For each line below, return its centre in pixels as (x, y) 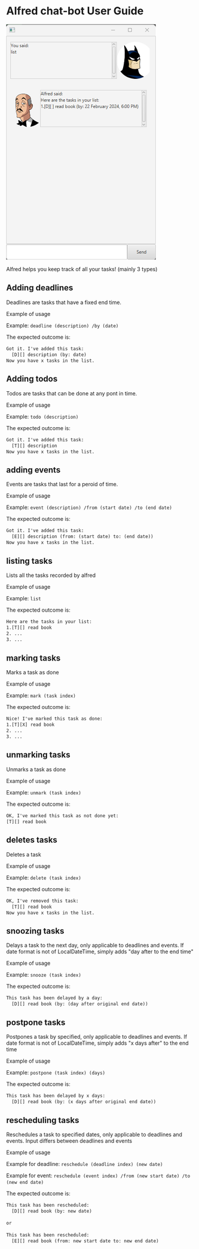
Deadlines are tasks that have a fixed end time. (64, 302)
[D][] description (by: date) (49, 355)
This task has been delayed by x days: (56, 1096)
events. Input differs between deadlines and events (69, 1141)
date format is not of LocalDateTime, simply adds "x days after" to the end (98, 1043)
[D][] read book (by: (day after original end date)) (80, 1004)
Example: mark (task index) (41, 695)
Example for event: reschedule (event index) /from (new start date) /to (98, 1176)
